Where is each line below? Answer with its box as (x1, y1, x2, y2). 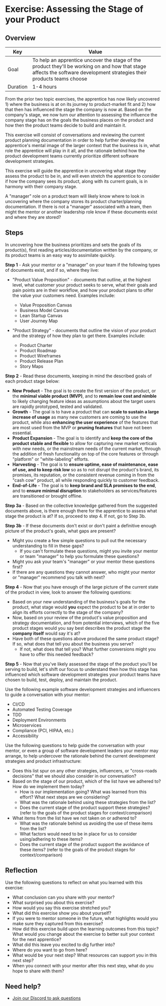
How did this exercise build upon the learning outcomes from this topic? (12, 926, 159, 932)
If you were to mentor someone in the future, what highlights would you (12, 915, 158, 921)
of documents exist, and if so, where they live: (5, 267, 99, 273)
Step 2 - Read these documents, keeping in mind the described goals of (5, 373, 152, 379)
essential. (12, 430, 32, 436)
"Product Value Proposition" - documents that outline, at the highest (12, 276, 151, 283)
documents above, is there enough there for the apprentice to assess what (5, 507, 157, 513)
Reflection (5, 866, 38, 875)
